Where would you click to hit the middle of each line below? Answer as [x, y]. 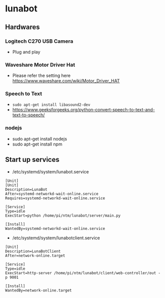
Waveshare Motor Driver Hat [40, 65]
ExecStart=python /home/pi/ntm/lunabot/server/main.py [63, 216]
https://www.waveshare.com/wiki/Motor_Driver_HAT [66, 81]
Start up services [32, 160]
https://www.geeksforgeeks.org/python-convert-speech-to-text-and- [83, 110]
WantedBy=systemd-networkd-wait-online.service [55, 228]
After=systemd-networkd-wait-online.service [52, 194]
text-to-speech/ [28, 115]
